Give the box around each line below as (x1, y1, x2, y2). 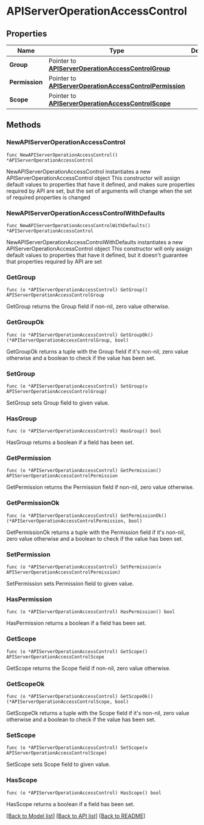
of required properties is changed (6, 193, 90, 201)
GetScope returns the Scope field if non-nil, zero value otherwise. (6, 664, 171, 672)
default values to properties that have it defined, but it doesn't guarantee (6, 251, 188, 259)
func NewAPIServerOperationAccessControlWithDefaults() (6, 222, 151, 228)
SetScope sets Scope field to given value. (6, 761, 111, 768)
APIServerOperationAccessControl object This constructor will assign (6, 174, 180, 182)
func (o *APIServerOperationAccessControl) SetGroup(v (6, 383, 148, 389)
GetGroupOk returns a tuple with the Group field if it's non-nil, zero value (6, 347, 188, 355)
